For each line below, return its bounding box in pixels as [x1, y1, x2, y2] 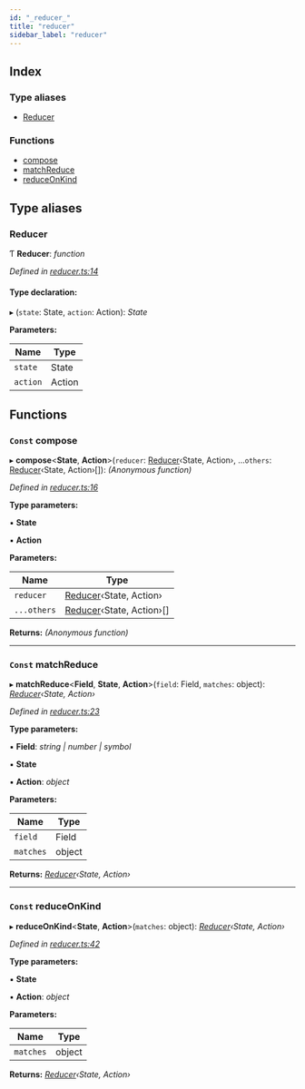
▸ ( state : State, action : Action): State [9, 307, 148, 318]
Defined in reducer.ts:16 [9, 482, 98, 493]
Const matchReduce [9, 658, 98, 671]
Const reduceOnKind [9, 900, 102, 913]
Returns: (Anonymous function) [9, 627, 129, 638]
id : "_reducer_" [9, 13, 71, 23]
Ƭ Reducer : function [9, 249, 85, 260]
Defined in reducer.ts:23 [9, 706, 100, 717]
